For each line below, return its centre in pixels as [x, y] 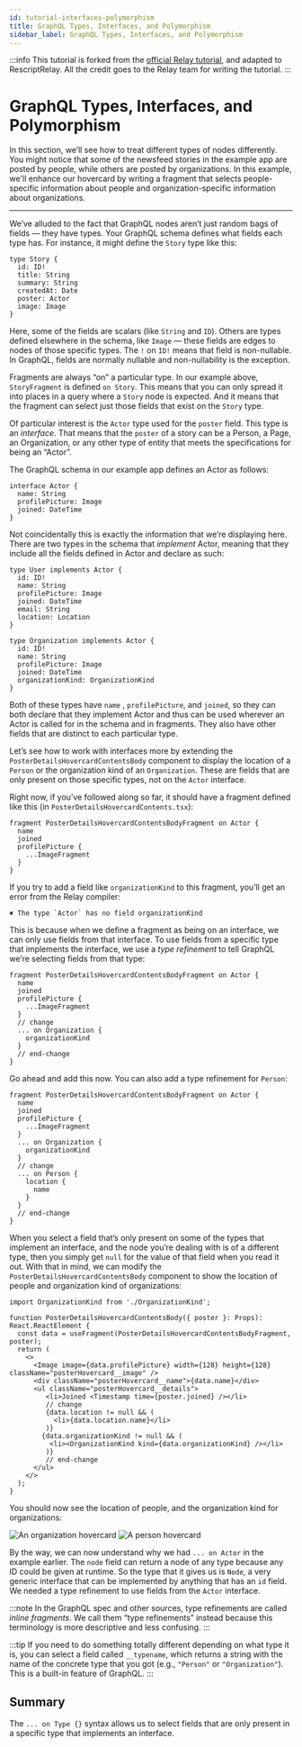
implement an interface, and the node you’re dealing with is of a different [144, 1247]
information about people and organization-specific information [158, 188]
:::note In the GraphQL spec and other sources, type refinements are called [148, 1608]
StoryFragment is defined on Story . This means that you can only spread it [146, 387]
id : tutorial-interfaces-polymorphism [82, 18]
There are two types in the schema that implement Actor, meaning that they [149, 544]
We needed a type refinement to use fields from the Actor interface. [135, 1591]
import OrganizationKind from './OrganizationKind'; [110, 1302]
